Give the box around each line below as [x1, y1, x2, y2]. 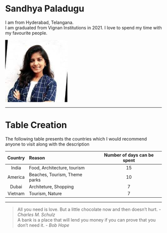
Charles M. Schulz [17, 212, 56, 218]
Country [7, 155, 25, 160]
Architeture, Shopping [29, 184, 74, 190]
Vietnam [7, 191, 25, 197]
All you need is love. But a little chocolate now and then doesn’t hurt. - [17, 206, 162, 212]
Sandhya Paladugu [5, 3, 84, 14]
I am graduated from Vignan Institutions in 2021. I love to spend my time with [5, 24, 162, 30]
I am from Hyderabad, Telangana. [5, 19, 74, 25]
